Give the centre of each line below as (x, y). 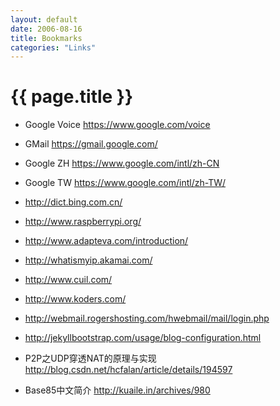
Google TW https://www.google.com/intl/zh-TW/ (125, 183)
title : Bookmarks (46, 38)
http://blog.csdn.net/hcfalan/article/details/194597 (128, 370)
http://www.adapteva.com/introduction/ (106, 241)
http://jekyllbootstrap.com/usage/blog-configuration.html (143, 338)
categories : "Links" (53, 47)
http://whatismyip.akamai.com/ (88, 260)
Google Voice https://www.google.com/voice (117, 125)
